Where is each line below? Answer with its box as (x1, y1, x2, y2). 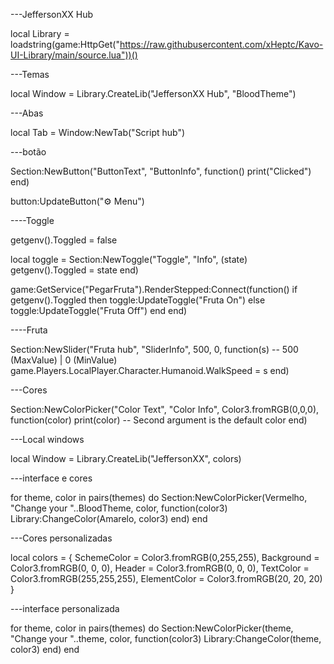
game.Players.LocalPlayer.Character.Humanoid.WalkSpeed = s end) (10, 365, 290, 376)
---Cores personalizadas (10, 532, 113, 544)
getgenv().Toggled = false (10, 234, 118, 246)
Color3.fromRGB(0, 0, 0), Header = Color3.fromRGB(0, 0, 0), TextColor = (10, 562, 310, 574)
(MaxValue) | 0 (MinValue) (10, 354, 118, 366)
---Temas (10, 69, 50, 80)
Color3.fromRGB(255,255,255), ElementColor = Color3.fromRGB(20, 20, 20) (10, 573, 323, 584)
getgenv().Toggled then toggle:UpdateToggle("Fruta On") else (10, 294, 266, 306)
